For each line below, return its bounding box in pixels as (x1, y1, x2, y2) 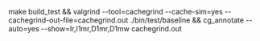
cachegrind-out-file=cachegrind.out (8, 15, 129, 25)
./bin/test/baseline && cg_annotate (130, 15, 244, 25)
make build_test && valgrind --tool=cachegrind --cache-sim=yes (8, 7, 223, 16)
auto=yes (8, 24, 39, 33)
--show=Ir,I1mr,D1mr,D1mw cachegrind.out (40, 24, 183, 33)
